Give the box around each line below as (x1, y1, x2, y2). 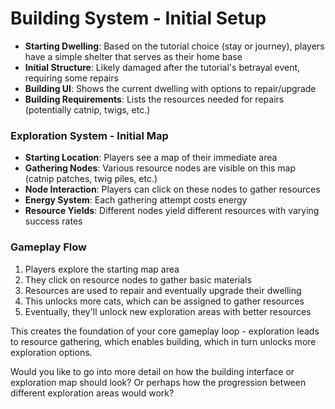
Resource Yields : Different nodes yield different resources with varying (24, 205, 320, 217)
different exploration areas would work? (10, 387, 175, 399)
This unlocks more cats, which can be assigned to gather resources (24, 295, 305, 307)
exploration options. (10, 346, 93, 358)
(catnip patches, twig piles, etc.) (24, 173, 158, 185)
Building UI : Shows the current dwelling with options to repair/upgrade (24, 82, 317, 94)
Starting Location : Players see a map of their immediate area (24, 152, 278, 164)
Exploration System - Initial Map (10, 128, 169, 142)
